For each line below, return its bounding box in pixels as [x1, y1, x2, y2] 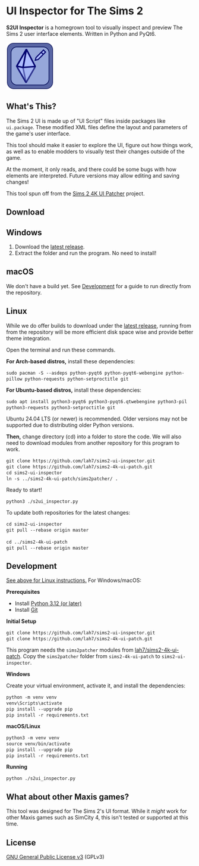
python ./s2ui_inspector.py [6, 775, 76, 781]
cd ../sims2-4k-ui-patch [6, 539, 68, 545]
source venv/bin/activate [6, 741, 70, 747]
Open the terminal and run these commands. [6, 346, 116, 353]
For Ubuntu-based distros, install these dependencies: [6, 386, 141, 394]
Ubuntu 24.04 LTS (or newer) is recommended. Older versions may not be [6, 415, 188, 422]
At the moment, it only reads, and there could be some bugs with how [6, 166, 177, 173]
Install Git [14, 606, 38, 613]
